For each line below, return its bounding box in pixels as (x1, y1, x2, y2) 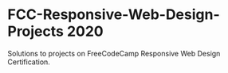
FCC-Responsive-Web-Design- (7, 6, 220, 24)
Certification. (7, 57, 51, 67)
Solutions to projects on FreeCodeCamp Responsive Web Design (7, 48, 221, 58)
